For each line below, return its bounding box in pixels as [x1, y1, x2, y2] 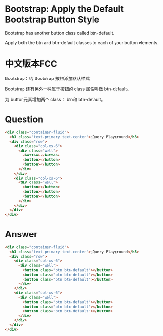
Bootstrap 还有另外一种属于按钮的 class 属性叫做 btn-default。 [5, 86, 131, 92]
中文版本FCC [5, 58, 57, 70]
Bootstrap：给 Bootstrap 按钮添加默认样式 [5, 75, 90, 81]
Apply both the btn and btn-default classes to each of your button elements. [5, 39, 159, 45]
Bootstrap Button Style [5, 14, 99, 25]
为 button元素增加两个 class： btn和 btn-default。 [5, 96, 106, 102]
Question [5, 114, 43, 125]
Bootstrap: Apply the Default [5, 3, 124, 15]
